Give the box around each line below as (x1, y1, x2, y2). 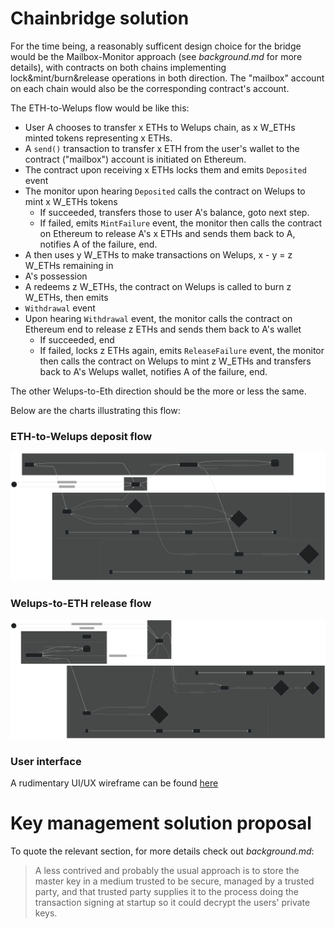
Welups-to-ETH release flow (10, 596, 152, 610)
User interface (10, 754, 82, 768)
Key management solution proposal (10, 812, 312, 835)
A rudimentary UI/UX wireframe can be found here (10, 777, 219, 789)
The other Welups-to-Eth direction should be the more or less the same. (10, 385, 307, 397)
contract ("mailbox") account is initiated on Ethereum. (24, 153, 247, 165)
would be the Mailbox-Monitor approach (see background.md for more (10, 50, 303, 62)
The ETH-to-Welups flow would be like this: (10, 102, 190, 114)
